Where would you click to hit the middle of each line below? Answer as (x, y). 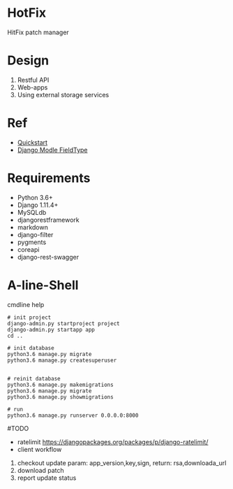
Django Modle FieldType (52, 150)
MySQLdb (32, 212)
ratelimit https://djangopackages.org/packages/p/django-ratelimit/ (113, 441)
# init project (29, 317)
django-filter (35, 234)
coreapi (28, 249)
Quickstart (32, 142)
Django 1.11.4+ (38, 205)
